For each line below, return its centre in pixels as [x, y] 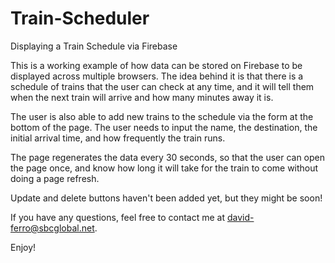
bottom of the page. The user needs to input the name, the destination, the [164, 127]
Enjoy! [23, 247]
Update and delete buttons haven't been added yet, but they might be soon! [166, 198]
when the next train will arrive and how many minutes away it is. [142, 97]
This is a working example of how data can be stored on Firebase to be [156, 65]
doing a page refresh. [55, 178]
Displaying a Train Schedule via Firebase [94, 46]
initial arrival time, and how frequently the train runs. [118, 138]
